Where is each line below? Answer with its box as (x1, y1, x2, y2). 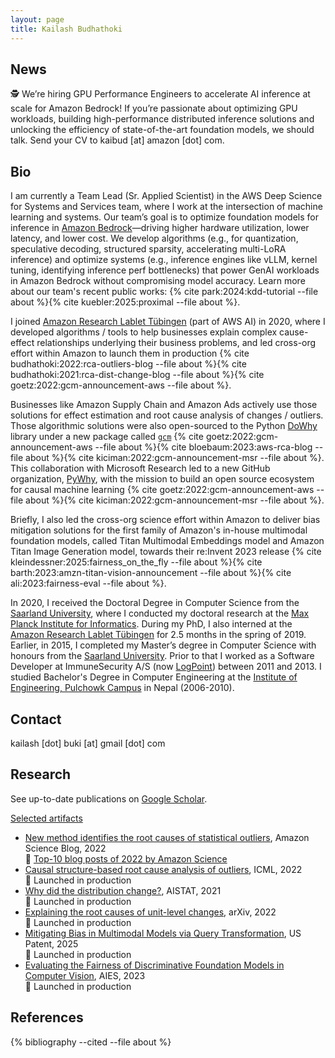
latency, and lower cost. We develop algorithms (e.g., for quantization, (10, 232, 299, 245)
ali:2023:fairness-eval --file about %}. (10, 577, 167, 590)
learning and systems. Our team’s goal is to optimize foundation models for (10, 211, 319, 223)
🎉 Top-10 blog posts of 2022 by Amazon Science (24, 852, 228, 865)
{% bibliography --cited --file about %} (10, 1036, 172, 1048)
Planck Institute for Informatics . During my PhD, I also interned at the (10, 618, 293, 630)
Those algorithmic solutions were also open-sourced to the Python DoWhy (10, 420, 318, 432)
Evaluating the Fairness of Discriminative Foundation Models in (24, 959, 285, 971)
